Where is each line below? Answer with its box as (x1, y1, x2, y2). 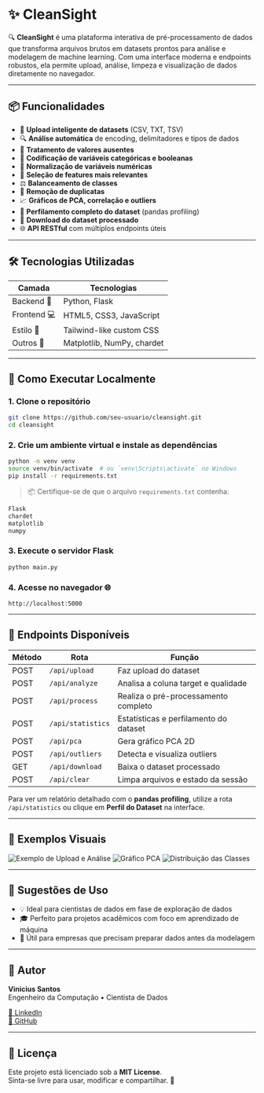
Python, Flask (63, 295, 114, 306)
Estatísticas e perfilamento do (117, 713, 228, 724)
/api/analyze (49, 678, 98, 688)
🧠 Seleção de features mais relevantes (19, 170, 148, 179)
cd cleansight (8, 421, 55, 429)
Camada (17, 282, 50, 293)
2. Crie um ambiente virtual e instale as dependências (8, 439, 218, 450)
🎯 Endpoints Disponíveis (8, 629, 130, 642)
